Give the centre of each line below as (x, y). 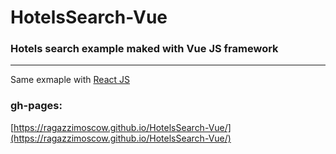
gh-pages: (36, 106)
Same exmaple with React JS (70, 80)
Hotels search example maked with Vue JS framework (144, 49)
